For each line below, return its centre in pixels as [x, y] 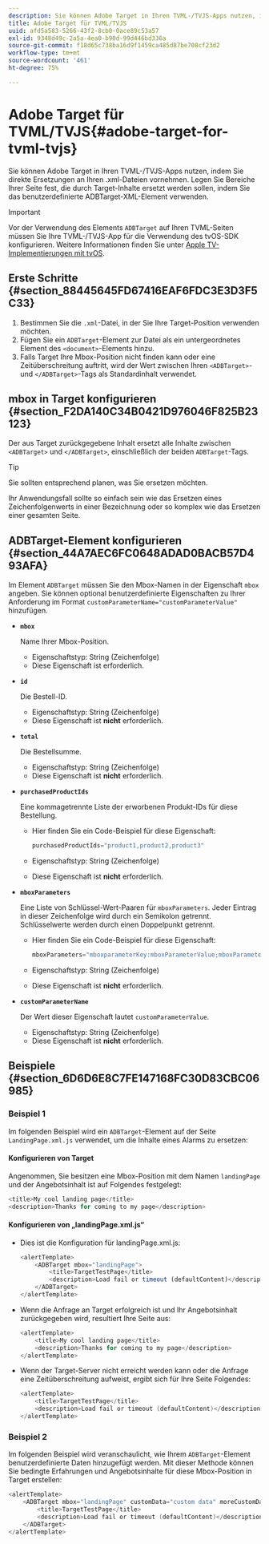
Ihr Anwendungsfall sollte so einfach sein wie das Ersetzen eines [115, 499]
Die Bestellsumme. [50, 752]
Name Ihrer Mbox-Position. [64, 641]
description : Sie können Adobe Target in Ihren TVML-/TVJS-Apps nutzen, [132, 16]
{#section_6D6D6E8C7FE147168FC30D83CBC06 [134, 1079]
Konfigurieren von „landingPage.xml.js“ [76, 1225]
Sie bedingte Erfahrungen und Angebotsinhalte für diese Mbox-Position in [130, 1471]
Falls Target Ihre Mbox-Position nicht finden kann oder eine [118, 357]
